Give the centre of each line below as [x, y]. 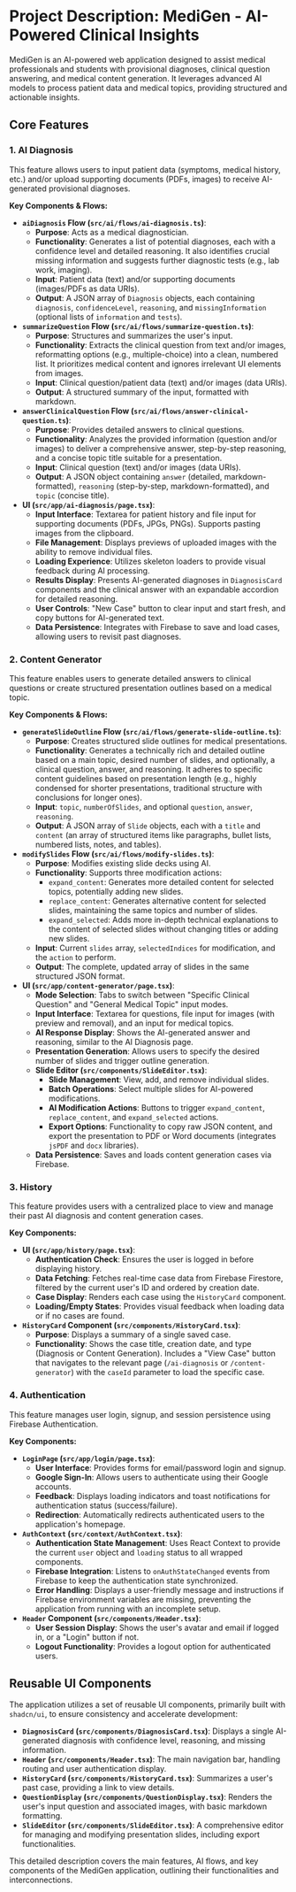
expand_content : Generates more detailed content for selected [161, 881]
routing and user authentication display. [94, 1769]
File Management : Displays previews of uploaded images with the [156, 542]
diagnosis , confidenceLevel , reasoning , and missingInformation [151, 307]
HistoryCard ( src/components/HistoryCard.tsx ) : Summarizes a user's [148, 1778]
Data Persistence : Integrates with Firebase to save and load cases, [157, 627]
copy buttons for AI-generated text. [100, 618]
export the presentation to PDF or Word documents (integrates [162, 1135]
